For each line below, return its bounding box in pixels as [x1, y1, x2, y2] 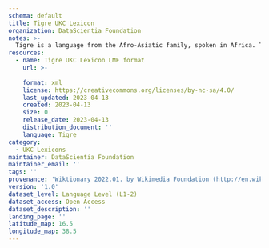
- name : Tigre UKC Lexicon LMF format [15, 57, 146, 65]
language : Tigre [22, 130, 78, 138]
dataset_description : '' [8, 205, 91, 213]
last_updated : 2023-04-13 [22, 94, 110, 102]
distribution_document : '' [22, 123, 113, 131]
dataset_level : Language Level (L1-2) [8, 190, 138, 198]
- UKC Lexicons [15, 146, 66, 154]
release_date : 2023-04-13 [22, 116, 110, 124]
